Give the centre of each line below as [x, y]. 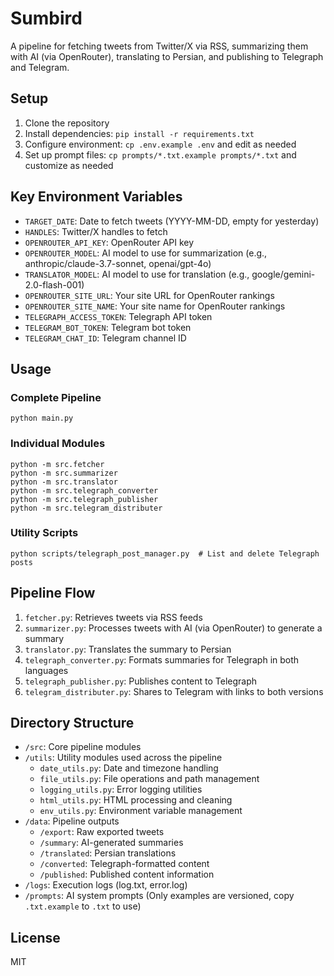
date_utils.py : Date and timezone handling [129, 768]
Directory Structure [72, 723]
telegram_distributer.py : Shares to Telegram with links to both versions [174, 691]
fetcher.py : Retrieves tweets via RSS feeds [113, 617]
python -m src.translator [64, 482]
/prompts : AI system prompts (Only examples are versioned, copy [159, 896]
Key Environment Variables [96, 197]
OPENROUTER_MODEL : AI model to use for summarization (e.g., [146, 253]
